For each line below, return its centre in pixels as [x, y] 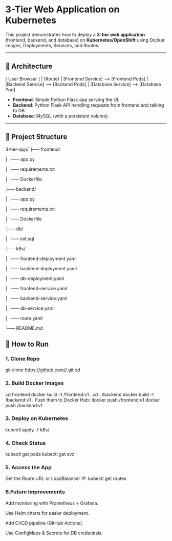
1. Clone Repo [23, 358]
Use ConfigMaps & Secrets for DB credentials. [54, 533]
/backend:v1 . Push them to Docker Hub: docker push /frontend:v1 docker [83, 400]
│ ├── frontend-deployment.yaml [41, 258]
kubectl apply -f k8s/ [27, 430]
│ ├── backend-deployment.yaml [41, 268]
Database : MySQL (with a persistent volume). [61, 116]
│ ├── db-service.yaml [30, 308]
